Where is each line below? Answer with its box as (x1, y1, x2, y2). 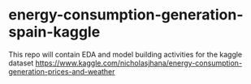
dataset (8, 58, 34, 68)
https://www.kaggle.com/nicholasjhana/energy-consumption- (35, 58, 242, 68)
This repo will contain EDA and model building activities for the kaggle (8, 49, 243, 59)
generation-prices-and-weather (8, 66, 115, 76)
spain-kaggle (8, 23, 101, 41)
